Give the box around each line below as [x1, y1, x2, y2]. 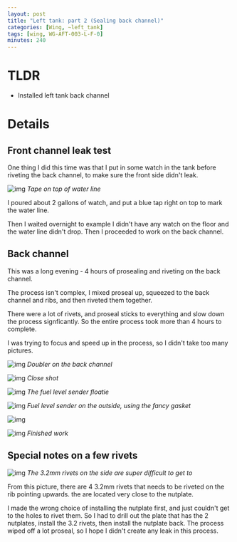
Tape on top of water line [27, 184, 101, 193]
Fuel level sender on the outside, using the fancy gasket [27, 401, 191, 410]
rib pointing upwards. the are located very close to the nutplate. [7, 489, 194, 499]
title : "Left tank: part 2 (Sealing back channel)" [7, 17, 164, 24]
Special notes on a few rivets [7, 449, 138, 462]
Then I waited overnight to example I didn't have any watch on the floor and [7, 220, 229, 229]
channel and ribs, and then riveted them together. [7, 296, 153, 304]
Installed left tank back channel [17, 91, 110, 100]
